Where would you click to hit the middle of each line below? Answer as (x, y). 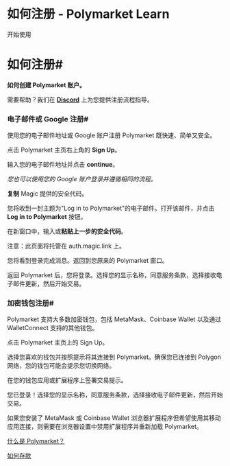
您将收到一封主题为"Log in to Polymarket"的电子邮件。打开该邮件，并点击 (111, 208)
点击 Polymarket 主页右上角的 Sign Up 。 (64, 150)
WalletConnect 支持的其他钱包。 (53, 328)
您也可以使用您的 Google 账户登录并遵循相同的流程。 (82, 179)
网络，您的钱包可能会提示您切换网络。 (61, 366)
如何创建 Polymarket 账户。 (46, 85)
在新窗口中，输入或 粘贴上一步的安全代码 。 (67, 231)
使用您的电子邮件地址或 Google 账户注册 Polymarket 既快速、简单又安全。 (112, 135)
